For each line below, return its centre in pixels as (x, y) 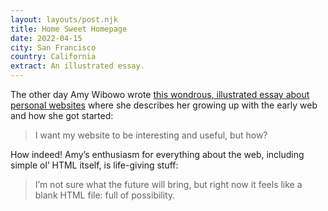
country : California (53, 57)
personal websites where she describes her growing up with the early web (164, 105)
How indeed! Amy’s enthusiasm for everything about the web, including (157, 154)
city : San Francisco (53, 47)
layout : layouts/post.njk (64, 19)
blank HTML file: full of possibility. (105, 195)
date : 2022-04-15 (46, 38)
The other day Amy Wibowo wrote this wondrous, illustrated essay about (160, 94)
